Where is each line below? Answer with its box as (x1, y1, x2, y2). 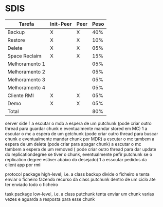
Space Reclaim (7, 52, 42, 59)
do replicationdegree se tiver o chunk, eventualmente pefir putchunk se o (5, 151, 152, 157)
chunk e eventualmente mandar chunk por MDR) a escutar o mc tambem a (5, 136, 155, 142)
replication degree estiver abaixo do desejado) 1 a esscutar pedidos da (5, 156, 147, 162)
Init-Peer (50, 20, 72, 27)
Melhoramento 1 (7, 60, 45, 67)
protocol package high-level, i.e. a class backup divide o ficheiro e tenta (5, 171, 150, 177)
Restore (7, 37, 25, 43)
